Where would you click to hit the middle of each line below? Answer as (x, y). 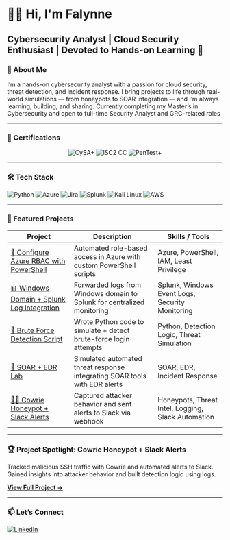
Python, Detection (187, 326)
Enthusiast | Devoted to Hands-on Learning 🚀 (105, 50)
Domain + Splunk (38, 299)
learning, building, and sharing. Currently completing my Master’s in (103, 106)
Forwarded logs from (107, 285)
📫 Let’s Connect (35, 512)
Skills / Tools (189, 236)
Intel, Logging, (181, 408)
